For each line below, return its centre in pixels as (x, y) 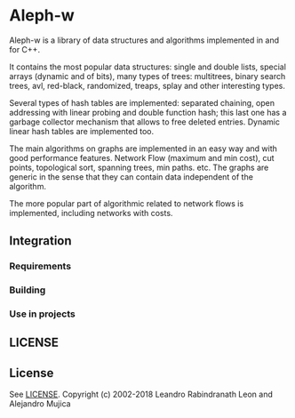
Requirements (40, 266)
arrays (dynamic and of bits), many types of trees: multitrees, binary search (147, 76)
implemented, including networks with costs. (91, 213)
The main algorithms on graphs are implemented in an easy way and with (144, 149)
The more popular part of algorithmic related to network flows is (127, 203)
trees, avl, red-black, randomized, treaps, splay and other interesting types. (147, 85)
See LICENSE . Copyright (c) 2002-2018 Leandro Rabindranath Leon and (141, 394)
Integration (41, 241)
